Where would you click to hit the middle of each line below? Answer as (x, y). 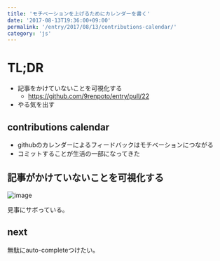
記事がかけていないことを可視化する (85, 178)
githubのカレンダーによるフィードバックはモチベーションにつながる (115, 145)
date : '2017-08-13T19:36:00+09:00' (59, 20)
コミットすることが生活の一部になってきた (78, 154)
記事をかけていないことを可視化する (70, 88)
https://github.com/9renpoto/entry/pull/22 (88, 96)
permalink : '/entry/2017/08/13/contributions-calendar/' (92, 27)
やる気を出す (36, 105)
